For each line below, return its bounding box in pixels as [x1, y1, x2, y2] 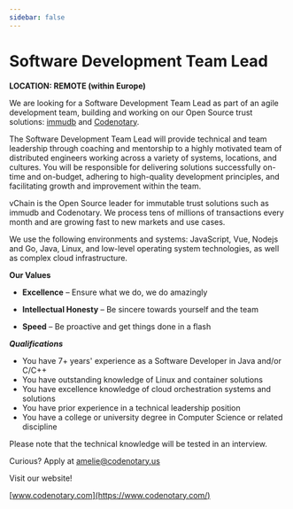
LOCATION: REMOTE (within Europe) [9, 81, 146, 91]
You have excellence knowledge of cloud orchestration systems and [21, 383, 272, 394]
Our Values [9, 269, 51, 280]
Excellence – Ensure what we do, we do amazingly [21, 287, 208, 297]
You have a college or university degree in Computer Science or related [21, 412, 283, 422]
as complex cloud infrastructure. [9, 252, 128, 263]
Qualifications [9, 338, 64, 349]
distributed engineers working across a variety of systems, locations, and [9, 152, 277, 163]
